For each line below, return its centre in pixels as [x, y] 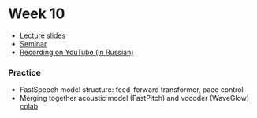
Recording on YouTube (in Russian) [76, 52]
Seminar [33, 43]
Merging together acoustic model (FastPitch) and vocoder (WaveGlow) [134, 98]
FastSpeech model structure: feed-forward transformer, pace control [131, 90]
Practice [24, 72]
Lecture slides [43, 35]
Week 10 [37, 14]
